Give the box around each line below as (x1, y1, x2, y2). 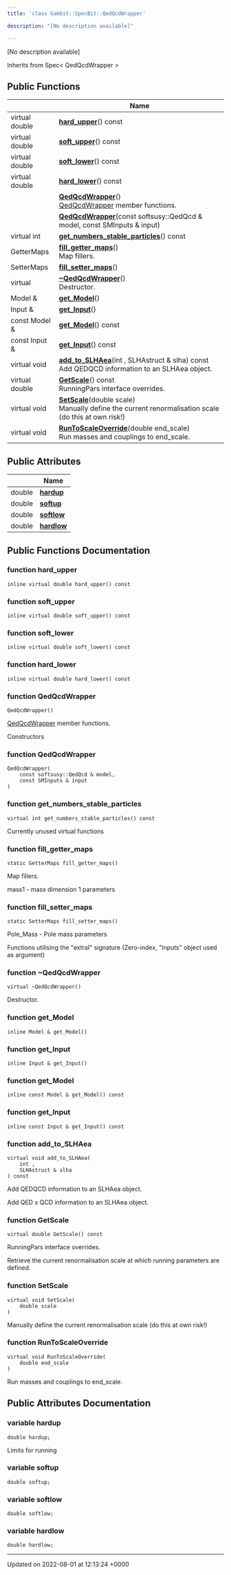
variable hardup (7, 1418, 61, 1428)
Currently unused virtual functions (7, 827, 104, 835)
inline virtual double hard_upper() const (7, 581, 131, 587)
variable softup (7, 1463, 59, 1472)
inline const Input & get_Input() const (7, 1123, 125, 1130)
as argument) (7, 951, 45, 959)
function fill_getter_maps (7, 844, 93, 854)
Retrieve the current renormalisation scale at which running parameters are (7, 1256, 220, 1264)
